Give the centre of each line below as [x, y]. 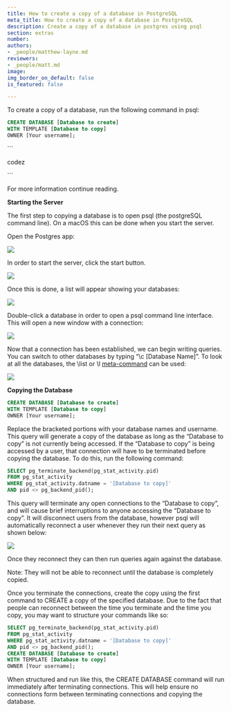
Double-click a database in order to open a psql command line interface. [110, 315]
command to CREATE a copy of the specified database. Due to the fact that [114, 600]
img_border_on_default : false [51, 78]
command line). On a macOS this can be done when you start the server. [111, 222]
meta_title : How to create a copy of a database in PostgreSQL [100, 20]
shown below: [27, 532]
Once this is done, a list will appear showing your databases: [93, 289]
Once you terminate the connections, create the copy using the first [104, 593]
